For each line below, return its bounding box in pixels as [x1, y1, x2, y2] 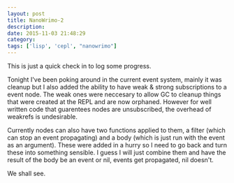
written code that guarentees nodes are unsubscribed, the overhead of [7, 105, 212, 113]
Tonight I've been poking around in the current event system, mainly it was [7, 75, 222, 84]
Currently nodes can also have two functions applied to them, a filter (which [7, 126, 226, 134]
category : [7, 36, 36, 43]
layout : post [7, 10, 45, 17]
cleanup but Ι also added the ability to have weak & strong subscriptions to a [7, 83, 227, 91]
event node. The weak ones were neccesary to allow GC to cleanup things [7, 90, 221, 98]
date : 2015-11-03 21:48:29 [7, 29, 86, 37]
